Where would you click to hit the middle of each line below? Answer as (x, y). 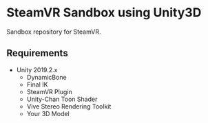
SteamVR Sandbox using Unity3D (104, 13)
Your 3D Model (48, 113)
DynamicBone (46, 77)
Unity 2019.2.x (37, 69)
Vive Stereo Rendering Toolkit (69, 106)
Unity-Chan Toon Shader (62, 99)
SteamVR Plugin (50, 91)
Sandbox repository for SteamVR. (54, 32)
